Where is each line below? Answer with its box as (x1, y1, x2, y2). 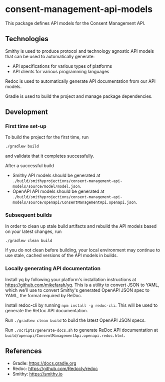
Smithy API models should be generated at (12, 172, 101, 179)
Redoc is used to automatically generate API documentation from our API (5, 78, 156, 84)
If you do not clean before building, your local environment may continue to (5, 247, 160, 253)
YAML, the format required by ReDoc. (5, 292, 82, 298)
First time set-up (5, 123, 46, 130)
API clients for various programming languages (12, 68, 109, 74)
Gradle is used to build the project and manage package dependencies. (5, 93, 152, 99)
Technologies (5, 35, 49, 43)
